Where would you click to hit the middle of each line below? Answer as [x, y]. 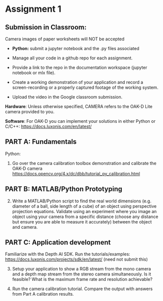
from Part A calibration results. [43, 294]
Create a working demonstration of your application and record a [78, 82]
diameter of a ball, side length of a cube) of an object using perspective [84, 206]
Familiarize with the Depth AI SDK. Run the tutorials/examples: [68, 254]
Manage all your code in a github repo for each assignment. [72, 58]
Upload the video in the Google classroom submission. [67, 97]
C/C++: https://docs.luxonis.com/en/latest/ [48, 126]
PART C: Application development [58, 242]
